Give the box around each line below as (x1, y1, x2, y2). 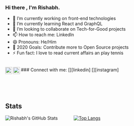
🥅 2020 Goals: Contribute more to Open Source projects (12, 44, 129, 50)
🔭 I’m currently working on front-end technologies (12, 16, 116, 22)
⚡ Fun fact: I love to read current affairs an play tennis (12, 50, 124, 56)
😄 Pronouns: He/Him (12, 39, 57, 45)
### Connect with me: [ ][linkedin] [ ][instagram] (21, 67, 119, 73)
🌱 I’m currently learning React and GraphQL (12, 21, 103, 27)
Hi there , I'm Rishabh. (5, 4, 60, 11)
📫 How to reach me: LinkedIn (12, 32, 74, 38)
